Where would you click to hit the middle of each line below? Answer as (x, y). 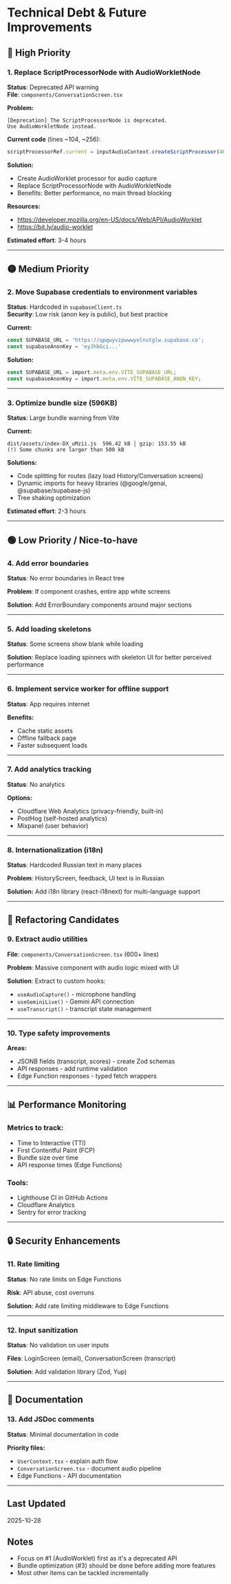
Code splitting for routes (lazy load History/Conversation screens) (110, 476)
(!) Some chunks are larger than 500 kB (66, 450)
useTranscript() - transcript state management (84, 1008)
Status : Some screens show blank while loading (75, 644)
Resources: (24, 206)
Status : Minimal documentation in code (63, 1434)
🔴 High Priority (39, 53)
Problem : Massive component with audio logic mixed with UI (93, 967)
